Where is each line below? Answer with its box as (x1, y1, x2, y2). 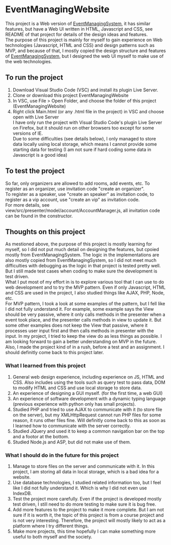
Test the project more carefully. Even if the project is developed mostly (12, 496, 162, 502)
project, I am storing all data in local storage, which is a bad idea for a (12, 468, 159, 475)
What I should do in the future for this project (5, 452, 119, 459)
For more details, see (5, 202, 50, 208)
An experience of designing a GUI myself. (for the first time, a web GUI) (12, 390, 163, 396)
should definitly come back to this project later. (5, 350, 104, 356)
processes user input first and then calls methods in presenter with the (5, 328, 154, 334)
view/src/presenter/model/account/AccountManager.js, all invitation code (5, 207, 160, 213)
